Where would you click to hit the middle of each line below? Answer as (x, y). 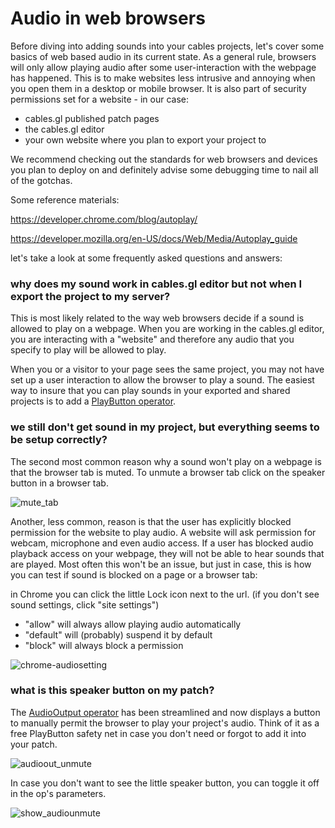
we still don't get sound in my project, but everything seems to (165, 427)
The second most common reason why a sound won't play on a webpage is (166, 461)
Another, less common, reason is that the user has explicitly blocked (151, 521)
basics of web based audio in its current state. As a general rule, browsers (163, 56)
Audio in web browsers (108, 18)
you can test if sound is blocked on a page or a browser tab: (134, 574)
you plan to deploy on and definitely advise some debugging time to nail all (164, 169)
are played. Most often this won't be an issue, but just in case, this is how (161, 564)
